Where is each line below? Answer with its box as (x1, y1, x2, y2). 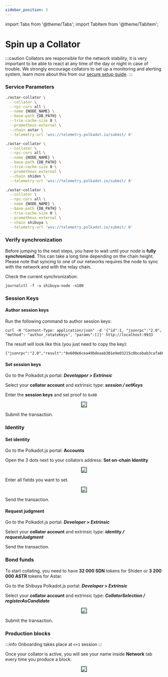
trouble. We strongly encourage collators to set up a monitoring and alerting (5, 66, 161, 72)
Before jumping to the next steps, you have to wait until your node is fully (5, 248, 156, 254)
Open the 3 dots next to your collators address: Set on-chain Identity (5, 457, 148, 463)
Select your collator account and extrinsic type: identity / (5, 529, 124, 535)
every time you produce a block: (5, 656, 72, 662)
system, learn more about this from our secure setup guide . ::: (5, 71, 133, 77)
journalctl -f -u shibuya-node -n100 (5, 283, 84, 288)
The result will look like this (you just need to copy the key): (5, 341, 127, 347)
